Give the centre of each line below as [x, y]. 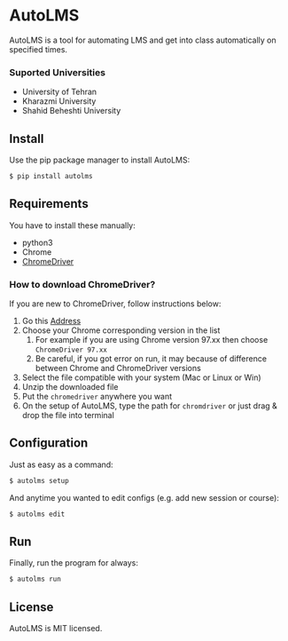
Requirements [49, 204]
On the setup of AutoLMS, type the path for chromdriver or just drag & [149, 406]
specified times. [39, 49]
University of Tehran [59, 92]
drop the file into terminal [68, 415]
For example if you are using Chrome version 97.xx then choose [152, 340]
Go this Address [51, 321]
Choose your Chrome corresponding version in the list [121, 330]
